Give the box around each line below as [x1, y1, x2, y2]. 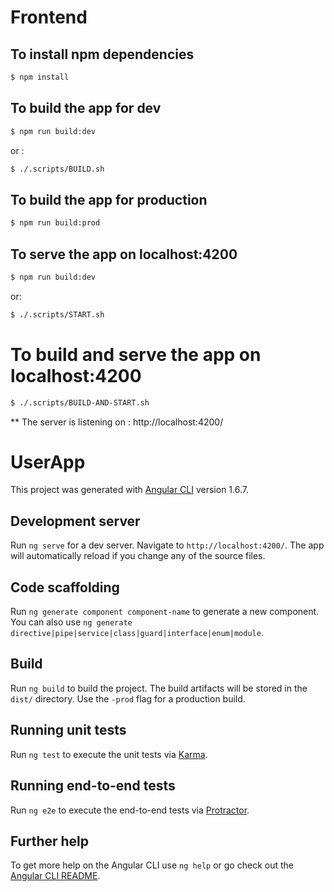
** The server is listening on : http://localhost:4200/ [10, 416, 224, 428]
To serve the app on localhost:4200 [10, 246, 238, 263]
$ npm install [10, 72, 70, 82]
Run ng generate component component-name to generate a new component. [10, 606, 320, 618]
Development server [10, 512, 141, 530]
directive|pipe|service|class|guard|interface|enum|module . [10, 627, 264, 639]
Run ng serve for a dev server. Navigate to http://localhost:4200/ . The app [10, 539, 325, 551]
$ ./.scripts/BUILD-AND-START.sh [10, 397, 150, 408]
